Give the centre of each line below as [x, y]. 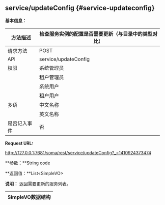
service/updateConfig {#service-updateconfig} [80, 8]
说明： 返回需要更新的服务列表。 [38, 183]
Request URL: [19, 143]
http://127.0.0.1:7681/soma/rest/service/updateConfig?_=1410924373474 [78, 152]
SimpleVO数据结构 [29, 197]
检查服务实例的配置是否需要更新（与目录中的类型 [96, 34]
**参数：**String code [28, 163]
